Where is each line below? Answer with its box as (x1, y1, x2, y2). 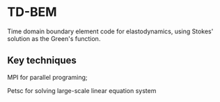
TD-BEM (7, 4, 57, 20)
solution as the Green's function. (7, 34, 101, 42)
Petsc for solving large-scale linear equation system (7, 86, 157, 94)
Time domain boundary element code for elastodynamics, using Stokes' (7, 27, 214, 35)
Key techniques (7, 55, 77, 67)
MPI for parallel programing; (7, 73, 88, 81)
